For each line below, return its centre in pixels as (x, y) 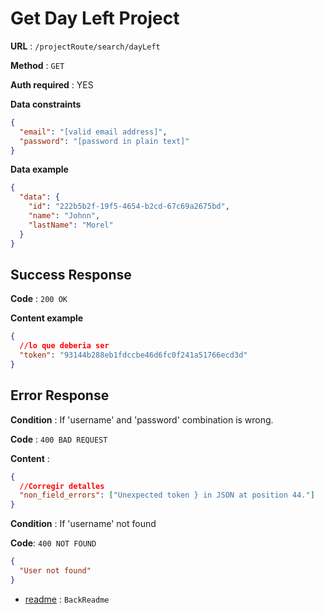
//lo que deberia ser (64, 346)
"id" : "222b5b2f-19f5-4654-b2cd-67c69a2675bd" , (129, 207)
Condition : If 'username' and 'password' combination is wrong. (142, 419)
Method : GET (37, 65)
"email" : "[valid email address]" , (93, 132)
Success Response (71, 274)
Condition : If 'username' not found (83, 524)
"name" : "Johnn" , (64, 216)
